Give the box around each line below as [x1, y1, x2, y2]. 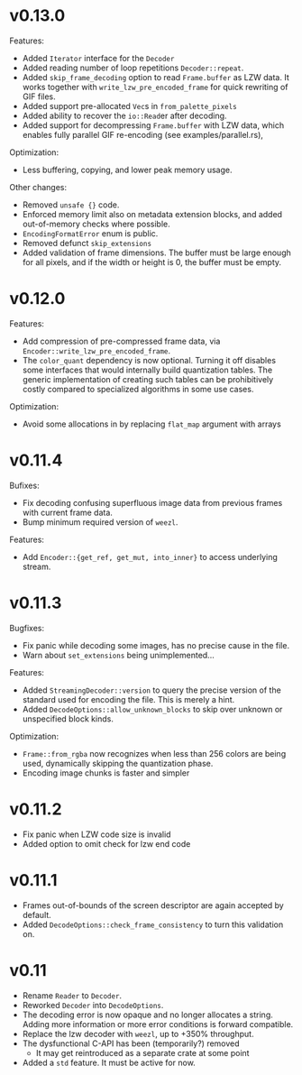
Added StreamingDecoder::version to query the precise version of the [22, 685, 281, 695]
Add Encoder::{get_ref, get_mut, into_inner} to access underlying [22, 551, 278, 562]
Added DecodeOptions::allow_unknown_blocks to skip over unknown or [22, 703, 283, 714]
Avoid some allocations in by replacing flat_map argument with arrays [22, 418, 281, 429]
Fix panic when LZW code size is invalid [22, 829, 171, 840]
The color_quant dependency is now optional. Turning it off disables [22, 354, 277, 365]
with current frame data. [22, 507, 113, 518]
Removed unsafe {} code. [22, 199, 120, 210]
